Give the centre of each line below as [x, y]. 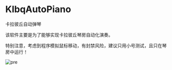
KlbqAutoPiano [38, 9]
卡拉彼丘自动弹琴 [23, 24]
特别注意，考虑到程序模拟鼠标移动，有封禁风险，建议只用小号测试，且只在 [84, 45]
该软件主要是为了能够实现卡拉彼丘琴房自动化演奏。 [59, 34]
